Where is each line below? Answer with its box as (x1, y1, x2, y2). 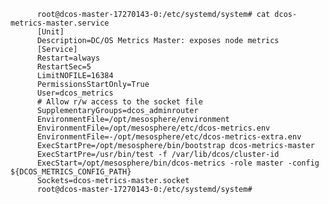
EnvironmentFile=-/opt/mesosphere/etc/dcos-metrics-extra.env (36, 132, 302, 142)
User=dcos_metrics (36, 88, 114, 98)
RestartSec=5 (36, 62, 92, 72)
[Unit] (36, 27, 65, 37)
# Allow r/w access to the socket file (36, 97, 203, 107)
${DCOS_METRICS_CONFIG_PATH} (10, 167, 132, 177)
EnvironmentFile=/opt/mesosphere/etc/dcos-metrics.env (36, 123, 271, 133)
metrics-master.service (10, 18, 110, 28)
